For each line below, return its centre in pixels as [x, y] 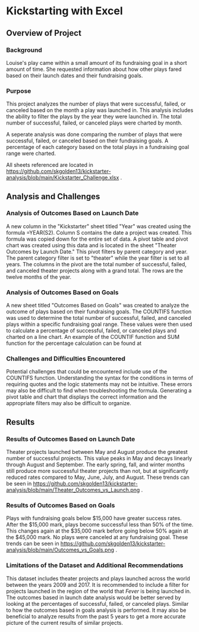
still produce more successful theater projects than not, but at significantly [97, 471]
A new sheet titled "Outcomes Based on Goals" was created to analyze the [97, 306]
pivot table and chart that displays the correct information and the [87, 397]
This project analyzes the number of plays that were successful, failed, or [96, 104]
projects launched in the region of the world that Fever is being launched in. [99, 591]
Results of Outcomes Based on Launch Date [71, 439]
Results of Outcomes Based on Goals [61, 506]
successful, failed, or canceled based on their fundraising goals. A [87, 141]
